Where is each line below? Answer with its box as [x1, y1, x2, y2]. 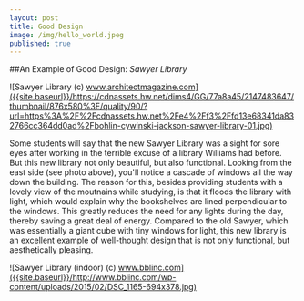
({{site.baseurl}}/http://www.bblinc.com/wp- [9, 272, 177, 283]
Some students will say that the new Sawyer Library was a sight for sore [9, 138, 280, 149]
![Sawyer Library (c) [9, 81, 85, 92]
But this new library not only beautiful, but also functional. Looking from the [9, 157, 293, 169]
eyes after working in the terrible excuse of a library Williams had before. [9, 148, 282, 159]
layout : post [9, 13, 59, 23]
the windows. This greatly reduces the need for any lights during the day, [9, 206, 284, 217]
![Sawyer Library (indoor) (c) [9, 262, 117, 274]
